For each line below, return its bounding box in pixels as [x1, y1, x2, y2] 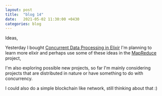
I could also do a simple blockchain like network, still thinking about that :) [5, 85, 158, 91]
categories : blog [5, 21, 42, 26]
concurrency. [5, 75, 33, 81]
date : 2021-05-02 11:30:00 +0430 [5, 16, 80, 21]
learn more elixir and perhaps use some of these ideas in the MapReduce [5, 50, 157, 56]
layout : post [5, 7, 33, 12]
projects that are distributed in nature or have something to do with [5, 70, 143, 76]
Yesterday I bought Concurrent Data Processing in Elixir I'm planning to [5, 44, 152, 50]
